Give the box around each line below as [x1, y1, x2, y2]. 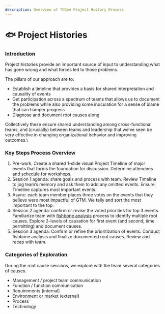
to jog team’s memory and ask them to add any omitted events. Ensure [12, 182, 155, 188]
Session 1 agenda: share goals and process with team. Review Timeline [12, 176, 157, 182]
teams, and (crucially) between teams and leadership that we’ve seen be [5, 126, 152, 133]
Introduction [5, 50, 35, 57]
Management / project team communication [12, 277, 101, 283]
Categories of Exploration [5, 251, 68, 258]
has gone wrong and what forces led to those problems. [5, 67, 119, 73]
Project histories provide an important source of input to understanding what [5, 62, 160, 67]
